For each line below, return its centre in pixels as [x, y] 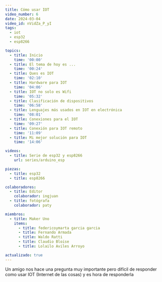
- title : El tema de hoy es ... [43, 64]
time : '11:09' [28, 133]
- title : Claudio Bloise [44, 242]
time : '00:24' [28, 69]
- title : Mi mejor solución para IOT [48, 138]
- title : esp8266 [27, 178]
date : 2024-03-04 [23, 19]
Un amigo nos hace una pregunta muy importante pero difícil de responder [81, 269]
